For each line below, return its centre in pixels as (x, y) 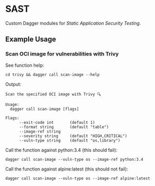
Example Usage (31, 39)
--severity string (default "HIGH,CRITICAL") (73, 136)
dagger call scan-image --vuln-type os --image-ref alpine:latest (78, 178)
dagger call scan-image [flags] (45, 109)
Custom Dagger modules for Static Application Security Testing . (73, 23)
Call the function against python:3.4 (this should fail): (61, 150)
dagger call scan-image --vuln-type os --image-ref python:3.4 (74, 159)
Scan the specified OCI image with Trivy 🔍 (53, 94)
